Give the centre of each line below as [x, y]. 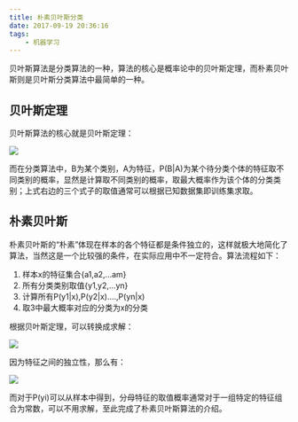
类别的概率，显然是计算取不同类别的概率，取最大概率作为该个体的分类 [145, 180]
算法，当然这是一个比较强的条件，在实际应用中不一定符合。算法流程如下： [145, 255]
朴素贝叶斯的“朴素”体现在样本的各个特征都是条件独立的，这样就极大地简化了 [149, 244]
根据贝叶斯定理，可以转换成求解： [71, 326]
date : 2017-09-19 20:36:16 [59, 26]
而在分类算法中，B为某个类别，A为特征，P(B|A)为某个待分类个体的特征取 [143, 168]
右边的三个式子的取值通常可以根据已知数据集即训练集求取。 [149, 191]
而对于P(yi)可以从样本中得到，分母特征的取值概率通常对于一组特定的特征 [142, 397]
